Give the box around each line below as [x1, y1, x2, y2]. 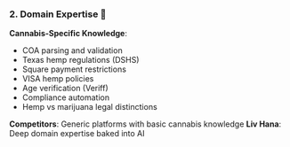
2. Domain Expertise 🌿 [9, 8, 107, 20]
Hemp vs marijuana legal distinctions [21, 102, 157, 112]
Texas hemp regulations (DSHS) [21, 55, 140, 66]
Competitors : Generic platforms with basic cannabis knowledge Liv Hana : [9, 119, 282, 129]
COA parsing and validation [21, 45, 123, 56]
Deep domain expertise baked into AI [9, 128, 145, 139]
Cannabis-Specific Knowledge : [9, 28, 127, 39]
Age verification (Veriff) [21, 83, 109, 94]
